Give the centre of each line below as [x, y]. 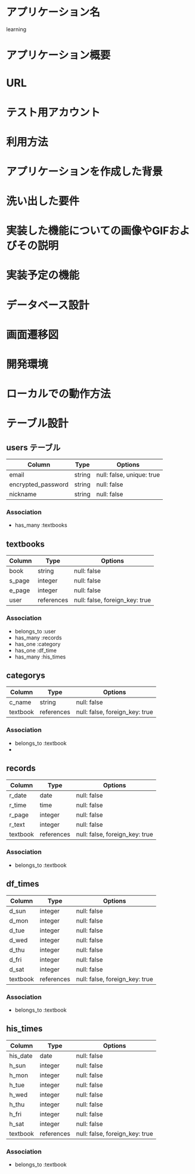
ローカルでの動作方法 [59, 394]
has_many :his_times [40, 657]
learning [16, 29]
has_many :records [38, 638]
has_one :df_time [35, 650]
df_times [23, 884]
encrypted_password [39, 484]
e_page [20, 590]
